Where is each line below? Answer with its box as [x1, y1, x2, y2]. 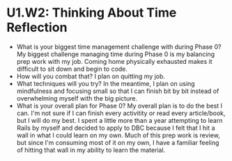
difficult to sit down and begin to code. [16, 65, 128, 73]
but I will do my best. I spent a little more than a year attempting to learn [16, 116, 223, 124]
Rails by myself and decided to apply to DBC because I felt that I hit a [16, 124, 215, 132]
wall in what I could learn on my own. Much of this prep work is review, [16, 130, 220, 139]
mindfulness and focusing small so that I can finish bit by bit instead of [16, 87, 219, 95]
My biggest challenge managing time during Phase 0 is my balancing [16, 50, 215, 58]
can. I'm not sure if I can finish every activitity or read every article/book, [16, 109, 226, 117]
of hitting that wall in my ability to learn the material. [16, 146, 166, 154]
